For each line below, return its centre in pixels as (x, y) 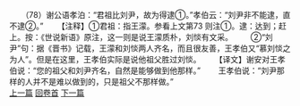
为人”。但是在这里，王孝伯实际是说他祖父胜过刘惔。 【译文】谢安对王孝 (148, 59)
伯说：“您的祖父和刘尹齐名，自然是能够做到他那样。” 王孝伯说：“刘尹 (143, 70)
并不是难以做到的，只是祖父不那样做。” (103, 82)
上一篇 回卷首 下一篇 (47, 93)
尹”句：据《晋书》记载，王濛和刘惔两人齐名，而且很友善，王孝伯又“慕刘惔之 (150, 48)
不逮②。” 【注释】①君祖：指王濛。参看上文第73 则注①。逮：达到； (144, 26)
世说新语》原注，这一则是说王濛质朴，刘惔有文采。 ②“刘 (159, 37)
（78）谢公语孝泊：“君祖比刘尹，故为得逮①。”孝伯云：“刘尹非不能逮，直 (158, 15)
